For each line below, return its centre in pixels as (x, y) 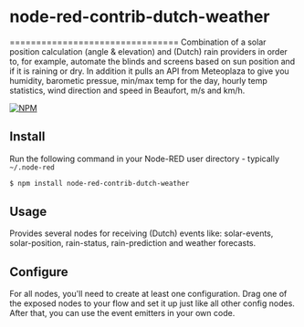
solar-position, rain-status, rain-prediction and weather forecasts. (133, 243)
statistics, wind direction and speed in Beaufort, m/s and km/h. (127, 90)
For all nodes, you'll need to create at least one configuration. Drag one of (148, 294)
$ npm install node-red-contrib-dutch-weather (100, 183)
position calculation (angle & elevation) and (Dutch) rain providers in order (148, 51)
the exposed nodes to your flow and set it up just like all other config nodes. (152, 303)
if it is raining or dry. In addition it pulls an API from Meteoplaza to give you (149, 71)
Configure (39, 272)
